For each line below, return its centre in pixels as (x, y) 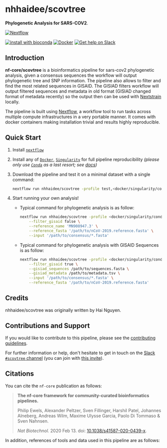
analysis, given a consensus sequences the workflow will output (71, 75)
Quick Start (23, 138)
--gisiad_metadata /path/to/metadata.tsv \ (75, 273)
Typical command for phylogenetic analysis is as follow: (77, 208)
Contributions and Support (48, 326)
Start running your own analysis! (45, 198)
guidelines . (16, 343)
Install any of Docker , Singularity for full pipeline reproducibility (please (86, 159)
